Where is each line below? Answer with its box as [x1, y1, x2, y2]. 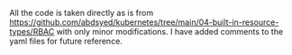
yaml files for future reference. [9, 35, 123, 46]
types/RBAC [9, 27, 55, 36]
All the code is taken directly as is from [9, 8, 154, 18]
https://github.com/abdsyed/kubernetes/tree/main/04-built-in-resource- [9, 17, 279, 27]
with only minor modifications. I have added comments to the [56, 27, 284, 36]
